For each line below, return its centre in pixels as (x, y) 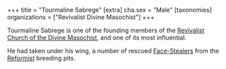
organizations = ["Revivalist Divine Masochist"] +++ (81, 17)
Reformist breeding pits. (41, 58)
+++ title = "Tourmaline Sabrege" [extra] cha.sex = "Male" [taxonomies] (110, 10)
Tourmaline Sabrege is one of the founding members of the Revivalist (106, 30)
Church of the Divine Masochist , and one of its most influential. (97, 38)
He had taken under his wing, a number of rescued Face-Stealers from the (113, 51)
